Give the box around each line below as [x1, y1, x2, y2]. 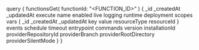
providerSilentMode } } [6, 37, 63, 44]
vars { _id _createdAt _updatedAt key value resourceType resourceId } [6, 18, 179, 25]
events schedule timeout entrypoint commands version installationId [6, 24, 176, 31]
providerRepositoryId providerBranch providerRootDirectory [6, 31, 155, 38]
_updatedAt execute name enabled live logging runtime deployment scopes [6, 11, 193, 19]
